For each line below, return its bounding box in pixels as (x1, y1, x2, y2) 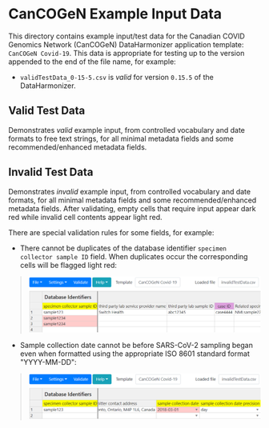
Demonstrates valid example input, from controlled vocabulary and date (8, 125, 246, 134)
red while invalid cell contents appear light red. (8, 212, 163, 222)
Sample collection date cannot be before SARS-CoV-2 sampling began (19, 341, 254, 350)
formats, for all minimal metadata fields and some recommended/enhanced (8, 195, 257, 205)
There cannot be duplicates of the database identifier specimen (19, 243, 227, 253)
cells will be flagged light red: (19, 260, 118, 270)
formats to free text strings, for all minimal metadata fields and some (8, 134, 234, 143)
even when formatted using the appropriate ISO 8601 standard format (19, 349, 250, 358)
